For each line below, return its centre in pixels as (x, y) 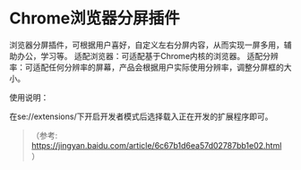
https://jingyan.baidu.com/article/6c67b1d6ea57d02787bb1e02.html (156, 145)
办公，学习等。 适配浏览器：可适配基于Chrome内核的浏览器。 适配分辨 (148, 55)
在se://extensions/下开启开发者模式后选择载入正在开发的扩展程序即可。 (141, 116)
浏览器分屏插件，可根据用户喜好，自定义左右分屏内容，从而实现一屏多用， (146, 45)
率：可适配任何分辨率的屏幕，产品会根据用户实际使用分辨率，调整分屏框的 (146, 67)
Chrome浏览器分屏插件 (95, 18)
